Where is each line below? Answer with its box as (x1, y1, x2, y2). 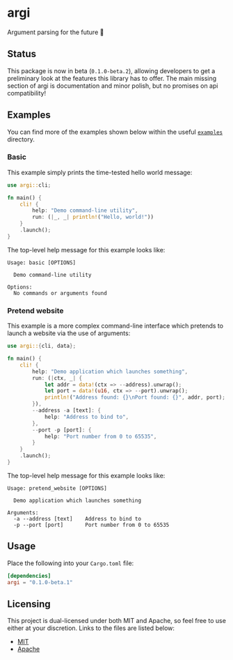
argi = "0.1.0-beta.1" (7, 578, 73, 586)
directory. (7, 135, 35, 144)
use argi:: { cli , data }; (7, 343, 77, 350)
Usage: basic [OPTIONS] (7, 259, 77, 266)
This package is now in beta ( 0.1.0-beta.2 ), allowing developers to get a (7, 66, 216, 75)
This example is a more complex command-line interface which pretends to (7, 322, 224, 330)
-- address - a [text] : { (32, 407, 101, 414)
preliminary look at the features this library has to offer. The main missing (7, 74, 217, 82)
